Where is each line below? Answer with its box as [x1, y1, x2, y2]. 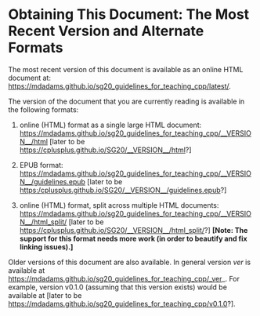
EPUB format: [19, 160, 64, 169]
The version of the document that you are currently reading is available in [8, 96, 245, 106]
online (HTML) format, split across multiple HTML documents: [19, 200, 219, 209]
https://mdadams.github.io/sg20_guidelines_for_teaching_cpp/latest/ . [8, 81, 231, 91]
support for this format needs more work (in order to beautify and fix [19, 234, 248, 243]
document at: [8, 73, 51, 82]
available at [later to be [8, 290, 82, 300]
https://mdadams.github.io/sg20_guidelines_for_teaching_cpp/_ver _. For [8, 274, 240, 283]
